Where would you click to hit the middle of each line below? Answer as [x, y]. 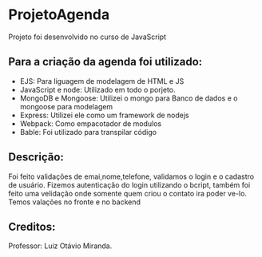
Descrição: [36, 157]
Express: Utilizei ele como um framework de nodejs [104, 115]
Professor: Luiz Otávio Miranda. [60, 246]
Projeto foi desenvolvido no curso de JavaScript [87, 37]
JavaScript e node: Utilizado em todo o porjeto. [97, 89]
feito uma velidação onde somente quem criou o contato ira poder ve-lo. [128, 193]
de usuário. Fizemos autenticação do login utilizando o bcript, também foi [129, 184]
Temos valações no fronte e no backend [75, 202]
